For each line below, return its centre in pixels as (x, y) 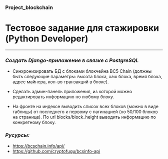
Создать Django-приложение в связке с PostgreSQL (72, 60)
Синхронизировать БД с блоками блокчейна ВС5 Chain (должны (82, 71)
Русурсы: (17, 135)
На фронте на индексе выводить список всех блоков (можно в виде (85, 107)
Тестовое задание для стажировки (82, 28)
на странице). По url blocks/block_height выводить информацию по (84, 117)
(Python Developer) (47, 39)
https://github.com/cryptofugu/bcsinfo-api (56, 152)
